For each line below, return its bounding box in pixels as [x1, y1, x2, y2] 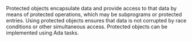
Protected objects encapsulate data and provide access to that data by [6, 5, 177, 12]
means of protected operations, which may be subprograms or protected [6, 11, 183, 18]
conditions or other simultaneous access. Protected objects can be [6, 23, 168, 30]
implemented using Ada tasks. [6, 29, 79, 36]
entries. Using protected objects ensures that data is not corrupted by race [6, 17, 187, 24]
